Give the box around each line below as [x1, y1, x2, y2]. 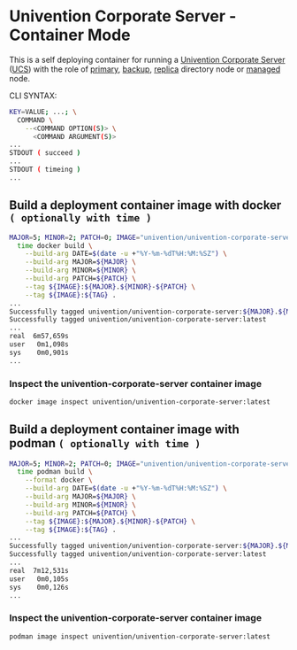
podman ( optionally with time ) [9, 436, 202, 451]
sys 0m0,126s [9, 583, 69, 592]
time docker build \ [17, 241, 93, 250]
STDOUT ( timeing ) [9, 166, 81, 174]
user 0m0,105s [9, 574, 69, 584]
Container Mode [9, 25, 131, 45]
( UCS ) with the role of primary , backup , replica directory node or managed [9, 64, 281, 74]
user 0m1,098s [9, 340, 69, 349]
